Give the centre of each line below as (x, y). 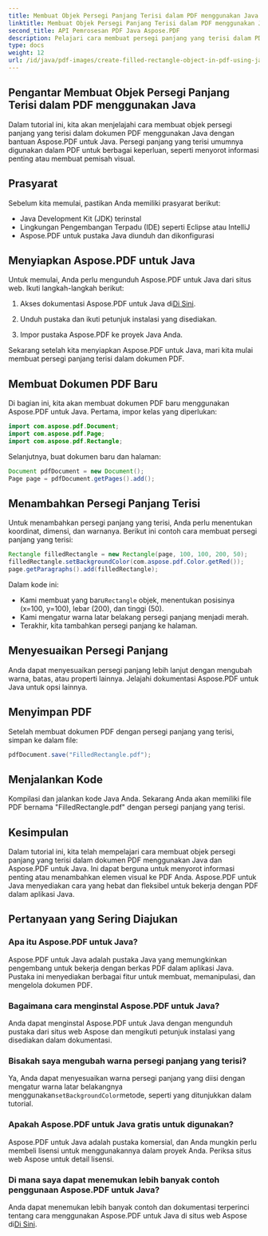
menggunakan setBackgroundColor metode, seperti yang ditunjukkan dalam (130, 1095)
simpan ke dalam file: (43, 740)
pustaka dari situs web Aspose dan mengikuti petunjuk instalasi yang (122, 1032)
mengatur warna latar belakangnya (66, 1087)
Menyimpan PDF (50, 712)
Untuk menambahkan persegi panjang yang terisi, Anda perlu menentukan (130, 523)
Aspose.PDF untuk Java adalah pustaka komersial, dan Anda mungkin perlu (133, 1142)
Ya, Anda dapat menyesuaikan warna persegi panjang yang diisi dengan (127, 1078)
